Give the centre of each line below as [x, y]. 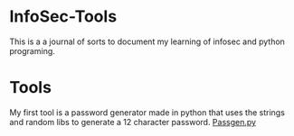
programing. [33, 50]
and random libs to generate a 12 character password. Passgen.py [133, 122]
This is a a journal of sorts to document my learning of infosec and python [147, 41]
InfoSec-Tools [63, 17]
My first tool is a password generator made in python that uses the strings [147, 112]
